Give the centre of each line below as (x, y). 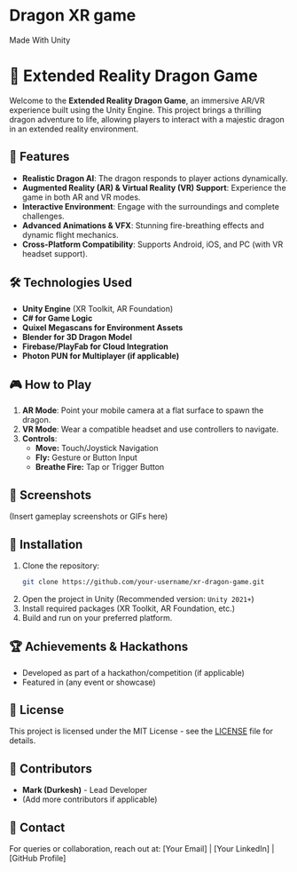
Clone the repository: (61, 566)
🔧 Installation (46, 544)
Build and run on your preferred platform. (97, 617)
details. (23, 741)
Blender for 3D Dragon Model (77, 337)
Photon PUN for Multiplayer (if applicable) (101, 355)
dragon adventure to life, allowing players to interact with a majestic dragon (147, 119)
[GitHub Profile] (38, 859)
